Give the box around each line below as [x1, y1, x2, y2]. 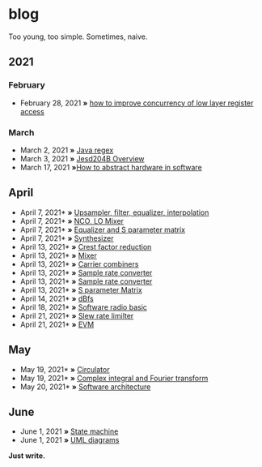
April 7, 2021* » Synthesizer [19, 233, 114, 243]
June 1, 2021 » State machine [19, 426, 119, 436]
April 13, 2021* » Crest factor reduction [19, 242, 152, 251]
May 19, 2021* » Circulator [19, 364, 110, 374]
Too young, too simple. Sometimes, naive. [8, 32, 148, 41]
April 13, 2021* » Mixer [19, 251, 97, 260]
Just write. [8, 451, 46, 461]
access [19, 106, 44, 116]
